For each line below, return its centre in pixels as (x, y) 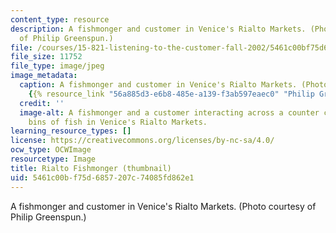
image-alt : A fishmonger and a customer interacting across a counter (169, 112)
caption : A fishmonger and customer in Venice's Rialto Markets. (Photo (174, 85)
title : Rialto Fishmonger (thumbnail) (91, 168)
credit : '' (42, 103)
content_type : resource (60, 19)
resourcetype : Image (53, 159)
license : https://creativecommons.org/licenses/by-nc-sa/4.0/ (142, 141)
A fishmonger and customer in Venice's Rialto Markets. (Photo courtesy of (163, 206)
